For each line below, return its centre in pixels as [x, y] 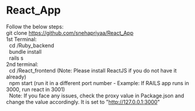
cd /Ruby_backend [31, 45]
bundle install [25, 51]
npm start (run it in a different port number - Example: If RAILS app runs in [99, 83]
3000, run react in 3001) [35, 89]
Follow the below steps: [35, 27]
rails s [16, 58]
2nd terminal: [22, 64]
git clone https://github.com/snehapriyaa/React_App [70, 32]
